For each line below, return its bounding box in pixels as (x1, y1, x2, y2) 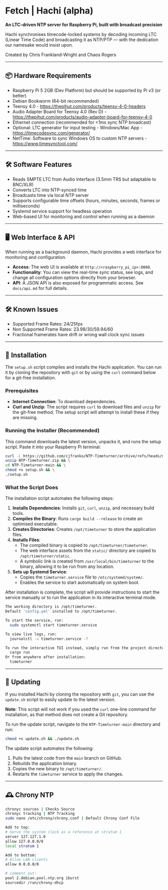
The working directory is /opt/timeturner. (5, 604, 97, 610)
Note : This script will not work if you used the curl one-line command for (5, 706, 156, 712)
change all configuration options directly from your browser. (12, 274, 136, 280)
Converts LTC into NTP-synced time (12, 187, 87, 193)
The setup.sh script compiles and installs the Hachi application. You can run (5, 364, 162, 370)
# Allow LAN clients (5, 857, 48, 862)
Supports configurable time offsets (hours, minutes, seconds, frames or (12, 197, 160, 203)
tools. (12, 510, 24, 516)
